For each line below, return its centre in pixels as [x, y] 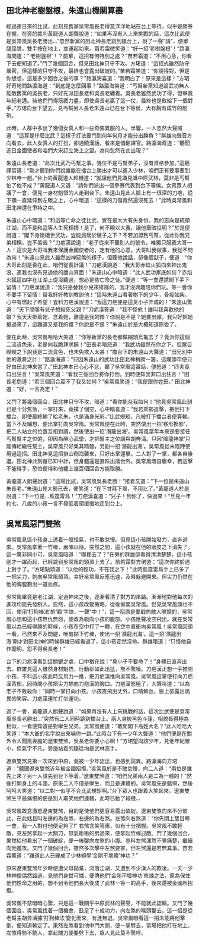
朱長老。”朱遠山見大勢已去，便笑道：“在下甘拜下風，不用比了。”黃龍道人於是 [98, 488]
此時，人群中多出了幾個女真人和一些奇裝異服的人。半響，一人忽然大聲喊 [94, 128]
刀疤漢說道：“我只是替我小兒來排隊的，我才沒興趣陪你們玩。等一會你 [108, 287]
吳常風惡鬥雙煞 [33, 524]
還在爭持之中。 [40, 208]
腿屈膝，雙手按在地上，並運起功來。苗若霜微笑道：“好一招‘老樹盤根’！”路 [95, 48]
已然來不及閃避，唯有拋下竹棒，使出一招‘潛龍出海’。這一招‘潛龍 [99, 634]
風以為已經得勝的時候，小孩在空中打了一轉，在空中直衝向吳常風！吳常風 [94, 626]
